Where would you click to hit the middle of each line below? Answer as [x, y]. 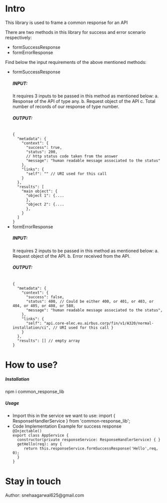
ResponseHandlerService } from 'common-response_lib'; [71, 421]
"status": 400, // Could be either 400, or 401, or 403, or [90, 301]
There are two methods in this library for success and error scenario [75, 32]
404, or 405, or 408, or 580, [44, 306]
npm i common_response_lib [35, 391]
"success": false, [45, 297]
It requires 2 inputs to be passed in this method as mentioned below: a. [85, 251]
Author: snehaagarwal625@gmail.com [45, 495]
